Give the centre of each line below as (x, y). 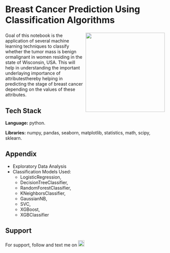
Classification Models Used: (42, 171)
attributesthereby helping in (34, 79)
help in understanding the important (42, 68)
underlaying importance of (33, 73)
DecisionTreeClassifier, (44, 182)
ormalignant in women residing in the (44, 57)
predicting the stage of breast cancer (44, 84)
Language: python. (25, 123)
